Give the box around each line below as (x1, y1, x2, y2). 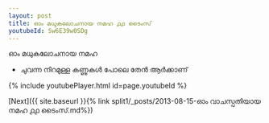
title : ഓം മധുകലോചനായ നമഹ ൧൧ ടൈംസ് (8, 19, 151, 27)
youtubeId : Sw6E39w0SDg (8, 27, 89, 35)
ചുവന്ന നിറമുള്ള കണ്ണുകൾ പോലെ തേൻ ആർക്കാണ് (19, 65, 188, 75)
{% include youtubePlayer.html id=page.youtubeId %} (8, 81, 188, 91)
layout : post (8, 11, 52, 20)
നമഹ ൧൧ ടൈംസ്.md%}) (8, 105, 93, 115)
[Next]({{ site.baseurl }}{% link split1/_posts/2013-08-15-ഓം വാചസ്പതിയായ (8, 96, 262, 106)
